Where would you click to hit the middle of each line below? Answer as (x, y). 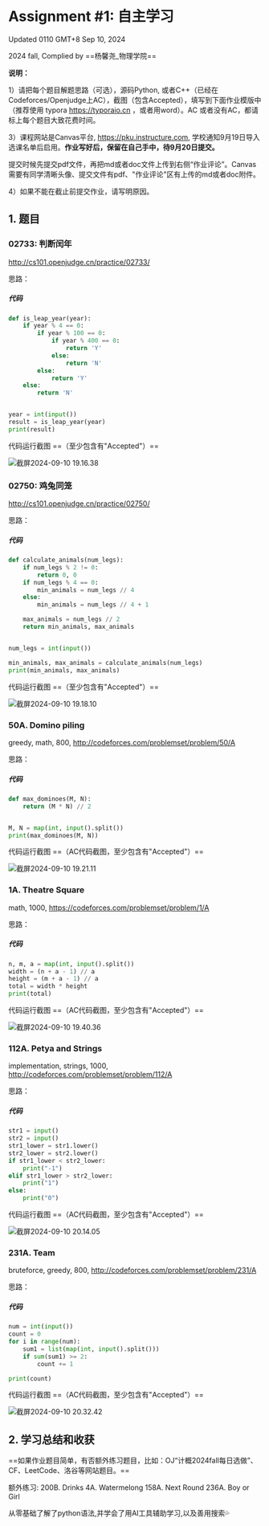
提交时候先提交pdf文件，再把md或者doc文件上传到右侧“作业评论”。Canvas (132, 164)
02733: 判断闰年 (40, 244)
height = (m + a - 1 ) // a (53, 979)
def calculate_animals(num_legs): (66, 560)
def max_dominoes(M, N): (50, 799)
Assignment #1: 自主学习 (91, 16)
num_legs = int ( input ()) (50, 648)
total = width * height (48, 986)
